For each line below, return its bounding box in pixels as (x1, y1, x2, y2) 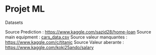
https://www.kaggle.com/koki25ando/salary (5, 44, 94, 50)
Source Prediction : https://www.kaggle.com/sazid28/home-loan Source (5, 29, 151, 35)
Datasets (5, 19, 23, 25)
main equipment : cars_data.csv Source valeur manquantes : (5, 34, 128, 40)
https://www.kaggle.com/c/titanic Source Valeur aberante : (5, 39, 124, 45)
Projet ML (5, 3, 45, 15)
